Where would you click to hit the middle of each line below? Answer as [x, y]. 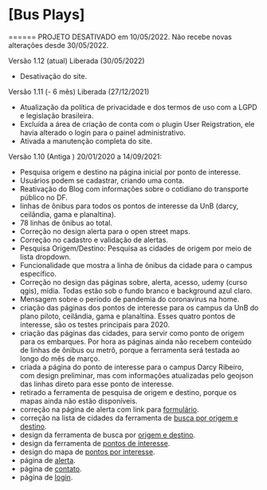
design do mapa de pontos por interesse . [87, 452]
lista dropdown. [45, 256]
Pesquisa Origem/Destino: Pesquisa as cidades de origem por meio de [136, 248]
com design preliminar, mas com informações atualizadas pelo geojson [136, 375]
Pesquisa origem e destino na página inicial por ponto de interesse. [130, 172]
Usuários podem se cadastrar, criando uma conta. [102, 180]
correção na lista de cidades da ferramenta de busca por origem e [129, 417]
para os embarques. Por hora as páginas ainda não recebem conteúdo [136, 342]
